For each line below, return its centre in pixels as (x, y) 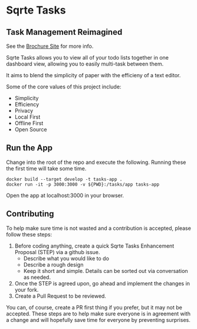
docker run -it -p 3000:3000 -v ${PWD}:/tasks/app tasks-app (83, 184)
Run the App (29, 148)
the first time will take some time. (46, 168)
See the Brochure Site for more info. (50, 46)
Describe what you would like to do (66, 258)
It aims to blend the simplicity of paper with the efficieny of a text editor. (93, 75)
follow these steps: (29, 234)
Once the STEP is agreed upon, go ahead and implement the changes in (102, 283)
